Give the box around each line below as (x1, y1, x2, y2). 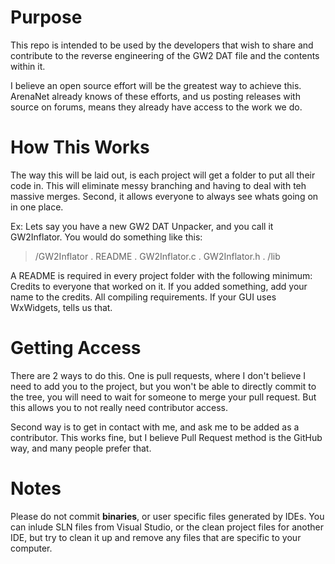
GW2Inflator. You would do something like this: (10, 231, 203, 243)
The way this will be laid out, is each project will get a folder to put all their (10, 169, 316, 181)
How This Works (10, 136, 150, 159)
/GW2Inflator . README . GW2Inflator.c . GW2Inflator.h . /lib (34, 250, 281, 262)
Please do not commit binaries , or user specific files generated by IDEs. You (10, 510, 325, 522)
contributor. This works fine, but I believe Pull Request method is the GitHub (10, 431, 323, 443)
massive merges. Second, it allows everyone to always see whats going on (10, 190, 319, 202)
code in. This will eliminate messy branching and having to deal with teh (10, 179, 307, 191)
